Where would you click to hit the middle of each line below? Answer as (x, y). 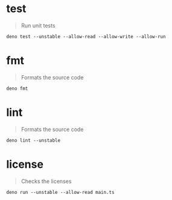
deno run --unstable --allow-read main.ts (60, 192)
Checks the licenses (46, 181)
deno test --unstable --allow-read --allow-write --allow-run (86, 36)
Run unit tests (38, 25)
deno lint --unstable (33, 140)
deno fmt (17, 88)
